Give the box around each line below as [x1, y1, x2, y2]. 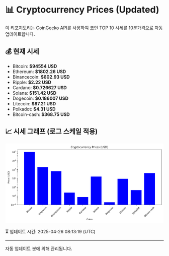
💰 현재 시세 [5, 47, 39, 56]
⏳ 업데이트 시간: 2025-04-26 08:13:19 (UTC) [5, 228, 96, 234]
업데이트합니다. [5, 31, 35, 37]
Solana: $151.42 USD [12, 90, 57, 96]
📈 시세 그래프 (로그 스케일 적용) [5, 127, 98, 136]
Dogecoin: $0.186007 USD [12, 95, 69, 101]
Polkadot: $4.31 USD [12, 106, 56, 112]
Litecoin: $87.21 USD [12, 100, 56, 106]
